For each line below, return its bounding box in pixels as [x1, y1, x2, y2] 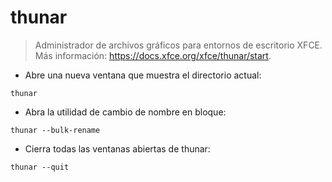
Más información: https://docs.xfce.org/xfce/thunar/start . [34, 49, 272, 61]
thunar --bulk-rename [10, 125, 101, 135]
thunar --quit [10, 162, 70, 172]
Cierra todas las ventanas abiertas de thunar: [24, 142, 211, 155]
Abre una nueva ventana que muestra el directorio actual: [24, 69, 262, 81]
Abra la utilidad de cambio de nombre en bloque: [24, 106, 227, 118]
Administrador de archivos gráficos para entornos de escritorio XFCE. [34, 39, 323, 51]
